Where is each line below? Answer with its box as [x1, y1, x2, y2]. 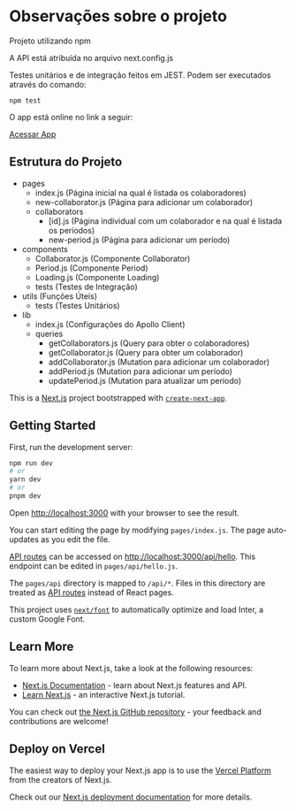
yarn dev [9, 475, 42, 484]
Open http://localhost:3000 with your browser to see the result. [9, 507, 240, 518]
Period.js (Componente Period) [34, 263, 148, 273]
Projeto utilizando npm [9, 35, 91, 46]
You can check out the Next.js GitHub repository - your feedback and [9, 706, 262, 717]
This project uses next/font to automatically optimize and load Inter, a [9, 604, 264, 615]
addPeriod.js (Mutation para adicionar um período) [48, 365, 232, 377]
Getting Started [9, 418, 96, 433]
